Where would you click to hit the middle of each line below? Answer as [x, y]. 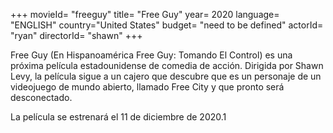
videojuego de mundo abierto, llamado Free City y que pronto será [147, 87]
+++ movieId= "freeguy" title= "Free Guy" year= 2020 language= [145, 14]
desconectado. [41, 97]
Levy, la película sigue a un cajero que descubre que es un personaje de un [166, 76]
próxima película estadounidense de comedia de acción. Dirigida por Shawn [167, 65]
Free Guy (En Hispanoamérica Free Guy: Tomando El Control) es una [151, 55]
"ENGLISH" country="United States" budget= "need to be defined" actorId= [167, 25]
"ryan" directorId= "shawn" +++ [76, 35]
